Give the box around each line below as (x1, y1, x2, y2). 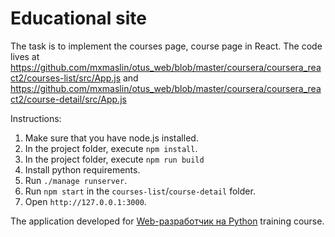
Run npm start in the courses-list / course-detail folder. (24, 185, 256, 197)
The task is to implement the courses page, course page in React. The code (10, 40, 323, 52)
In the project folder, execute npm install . (24, 142, 198, 154)
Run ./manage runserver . (24, 174, 128, 186)
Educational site (10, 7, 147, 30)
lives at (10, 50, 40, 62)
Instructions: (10, 112, 62, 124)
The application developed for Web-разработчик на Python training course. (10, 215, 325, 227)
